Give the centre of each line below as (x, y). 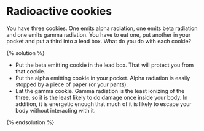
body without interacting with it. (55, 110)
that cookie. (30, 71)
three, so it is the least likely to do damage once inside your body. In (101, 97)
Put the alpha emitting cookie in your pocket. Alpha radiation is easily (103, 78)
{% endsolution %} (30, 122)
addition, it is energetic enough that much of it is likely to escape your (103, 104)
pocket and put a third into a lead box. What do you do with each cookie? (99, 41)
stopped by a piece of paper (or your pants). (71, 84)
